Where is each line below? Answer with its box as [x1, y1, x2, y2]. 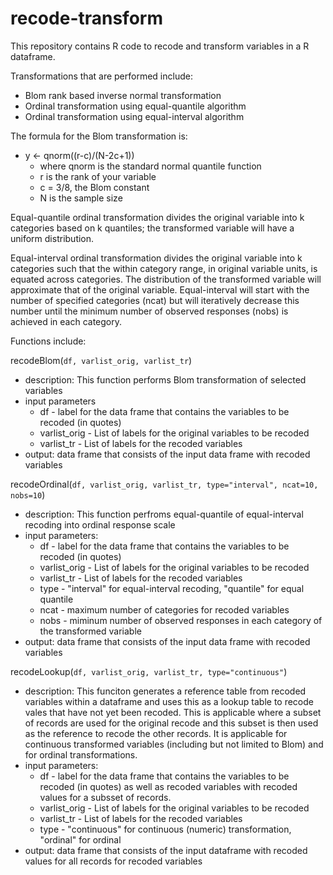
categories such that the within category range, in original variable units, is [10, 262, 318, 274]
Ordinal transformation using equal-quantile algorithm [24, 100, 247, 112]
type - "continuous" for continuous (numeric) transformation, [39, 823, 292, 835]
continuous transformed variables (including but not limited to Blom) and [24, 738, 324, 750]
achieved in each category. [10, 315, 123, 327]
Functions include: [10, 335, 87, 347]
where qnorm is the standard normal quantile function [39, 160, 262, 172]
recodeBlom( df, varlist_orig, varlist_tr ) [10, 354, 193, 366]
